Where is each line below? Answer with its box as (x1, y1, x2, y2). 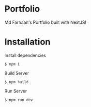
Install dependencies (4, 52, 46, 58)
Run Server (4, 88, 27, 94)
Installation (4, 36, 51, 47)
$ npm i (4, 61, 20, 66)
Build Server (4, 70, 30, 76)
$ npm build (4, 79, 29, 84)
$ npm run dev (4, 97, 33, 102)
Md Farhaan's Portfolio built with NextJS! (4, 19, 87, 25)
